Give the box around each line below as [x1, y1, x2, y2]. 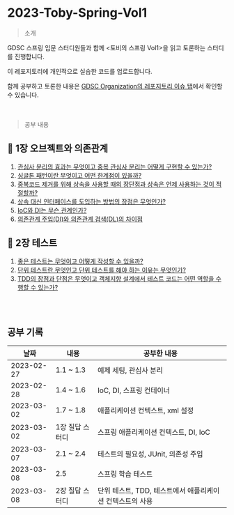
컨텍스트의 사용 [105, 496, 153, 506]
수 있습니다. [7, 91, 40, 99]
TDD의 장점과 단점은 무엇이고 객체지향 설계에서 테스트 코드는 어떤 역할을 [17, 274, 214, 283]
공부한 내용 [143, 348, 178, 358]
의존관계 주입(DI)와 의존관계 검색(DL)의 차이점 [17, 215, 143, 223]
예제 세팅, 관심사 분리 [97, 366, 164, 376]
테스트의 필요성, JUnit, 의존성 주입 [97, 449, 203, 459]
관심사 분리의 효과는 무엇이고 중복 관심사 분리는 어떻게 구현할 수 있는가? [17, 162, 212, 171]
